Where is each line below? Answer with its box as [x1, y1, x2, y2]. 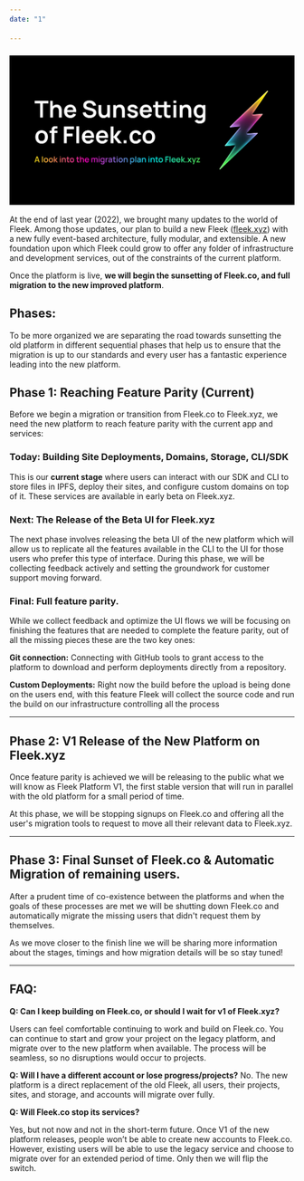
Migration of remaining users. [9, 867, 181, 882]
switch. [9, 1162, 36, 1173]
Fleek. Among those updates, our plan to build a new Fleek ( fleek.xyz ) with [9, 223, 289, 235]
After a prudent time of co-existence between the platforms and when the [9, 890, 285, 901]
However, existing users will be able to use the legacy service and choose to [9, 1143, 294, 1154]
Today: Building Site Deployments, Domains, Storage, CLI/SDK [9, 451, 290, 464]
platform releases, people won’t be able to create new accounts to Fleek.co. [9, 1133, 292, 1145]
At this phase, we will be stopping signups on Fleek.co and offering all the [9, 809, 285, 820]
